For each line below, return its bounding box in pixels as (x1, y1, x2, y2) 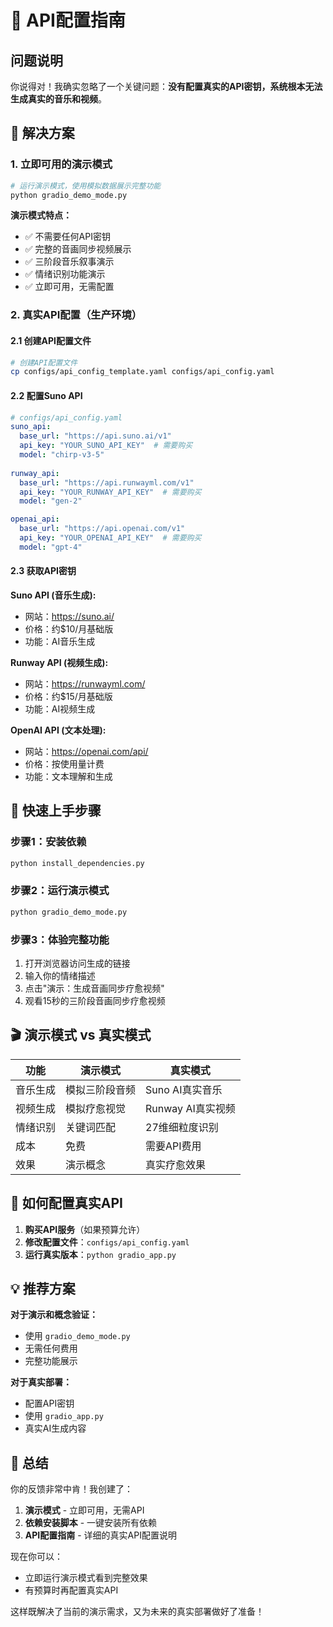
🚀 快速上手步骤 (10, 802, 102, 820)
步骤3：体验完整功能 (10, 932, 110, 946)
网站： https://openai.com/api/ (24, 745, 149, 757)
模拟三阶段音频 (65, 1082, 137, 1096)
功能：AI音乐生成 (24, 635, 96, 647)
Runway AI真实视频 (145, 1101, 236, 1115)
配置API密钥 (24, 1397, 75, 1410)
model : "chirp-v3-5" (19, 450, 105, 460)
